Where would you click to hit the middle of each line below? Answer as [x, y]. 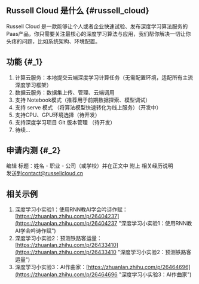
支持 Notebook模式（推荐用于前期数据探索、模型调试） [83, 100]
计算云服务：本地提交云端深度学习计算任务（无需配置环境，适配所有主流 [104, 77]
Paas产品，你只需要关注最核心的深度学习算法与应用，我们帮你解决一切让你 [99, 33]
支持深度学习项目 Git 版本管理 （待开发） [65, 122]
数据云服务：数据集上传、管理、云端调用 [65, 92]
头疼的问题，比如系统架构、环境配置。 [53, 41]
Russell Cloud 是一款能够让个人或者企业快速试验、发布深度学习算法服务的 [97, 26]
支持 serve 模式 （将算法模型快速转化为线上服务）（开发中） [88, 107]
